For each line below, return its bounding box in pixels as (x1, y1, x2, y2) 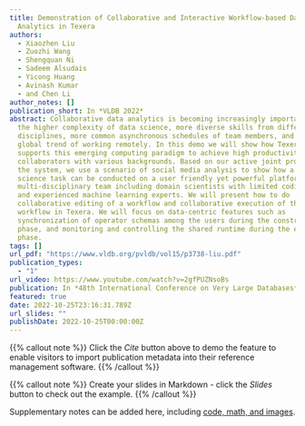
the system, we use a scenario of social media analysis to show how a (17, 165, 295, 174)
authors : (9, 30, 43, 39)
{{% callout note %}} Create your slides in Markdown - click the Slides (9, 379, 272, 391)
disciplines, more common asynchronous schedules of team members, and (17, 132, 295, 141)
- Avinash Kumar (17, 81, 79, 90)
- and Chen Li (17, 89, 71, 98)
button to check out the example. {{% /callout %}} (9, 389, 197, 400)
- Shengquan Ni (17, 55, 75, 64)
